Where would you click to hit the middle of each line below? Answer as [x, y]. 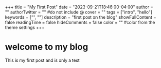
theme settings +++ [25, 27]
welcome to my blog [47, 47]
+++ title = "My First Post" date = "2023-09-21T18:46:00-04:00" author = [79, 7]
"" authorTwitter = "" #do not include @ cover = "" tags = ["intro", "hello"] [79, 12]
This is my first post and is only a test [42, 60]
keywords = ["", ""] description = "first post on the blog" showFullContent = [81, 17]
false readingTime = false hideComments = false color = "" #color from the [80, 22]
